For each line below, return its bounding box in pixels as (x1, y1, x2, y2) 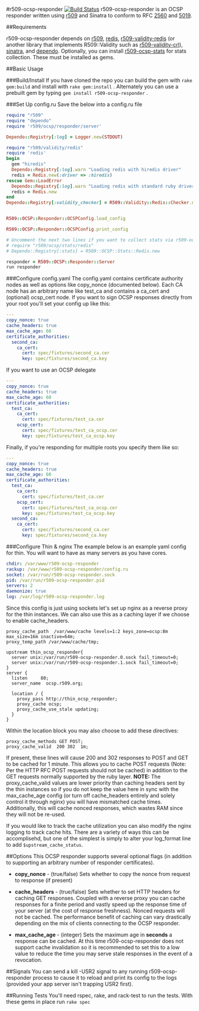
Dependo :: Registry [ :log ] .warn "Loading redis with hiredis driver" (11, 167, 182, 172)
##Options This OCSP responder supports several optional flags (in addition (6, 853, 192, 859)
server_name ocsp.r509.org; (11, 680, 84, 686)
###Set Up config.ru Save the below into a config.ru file (6, 101, 143, 108)
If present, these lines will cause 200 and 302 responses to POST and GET (6, 754, 188, 761)
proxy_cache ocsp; (17, 701, 62, 707)
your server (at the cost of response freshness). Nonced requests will (14, 907, 185, 914)
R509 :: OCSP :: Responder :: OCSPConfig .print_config (6, 226, 129, 232)
